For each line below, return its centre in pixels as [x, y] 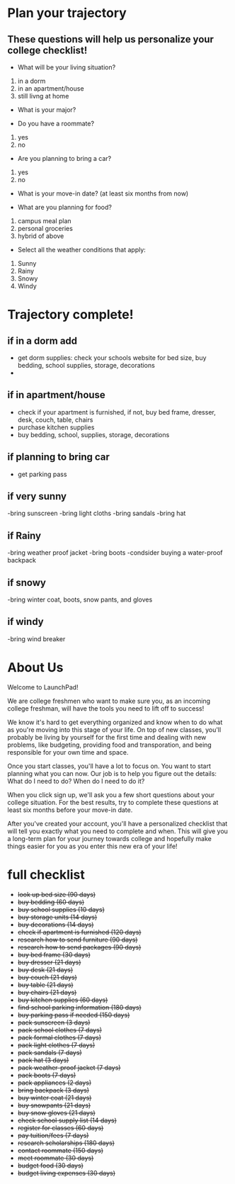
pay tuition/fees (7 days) [53, 1135]
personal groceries [45, 229]
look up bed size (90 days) [57, 894]
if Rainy [24, 535]
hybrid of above [41, 236]
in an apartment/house [51, 89]
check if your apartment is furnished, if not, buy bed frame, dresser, [116, 412]
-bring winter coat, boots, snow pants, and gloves [80, 599]
